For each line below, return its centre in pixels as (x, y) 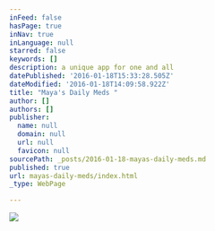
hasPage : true (36, 26)
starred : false (38, 51)
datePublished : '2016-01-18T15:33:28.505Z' (92, 76)
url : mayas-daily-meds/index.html (74, 175)
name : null (38, 126)
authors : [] (31, 109)
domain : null (42, 134)
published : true (39, 167)
